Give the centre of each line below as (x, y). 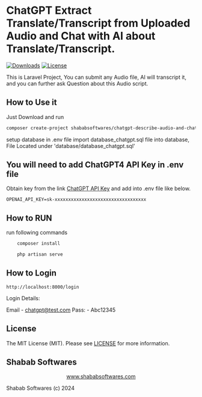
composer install (39, 244)
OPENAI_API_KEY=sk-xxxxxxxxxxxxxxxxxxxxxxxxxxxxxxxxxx (76, 200)
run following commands (37, 233)
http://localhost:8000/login (43, 287)
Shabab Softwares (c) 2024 (41, 388)
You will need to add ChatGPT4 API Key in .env (95, 165)
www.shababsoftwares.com (101, 377)
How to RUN (29, 218)
